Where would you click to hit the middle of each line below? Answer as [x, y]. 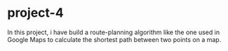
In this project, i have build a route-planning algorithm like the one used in [113, 32]
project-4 [36, 13]
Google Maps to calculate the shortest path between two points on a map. [114, 39]
